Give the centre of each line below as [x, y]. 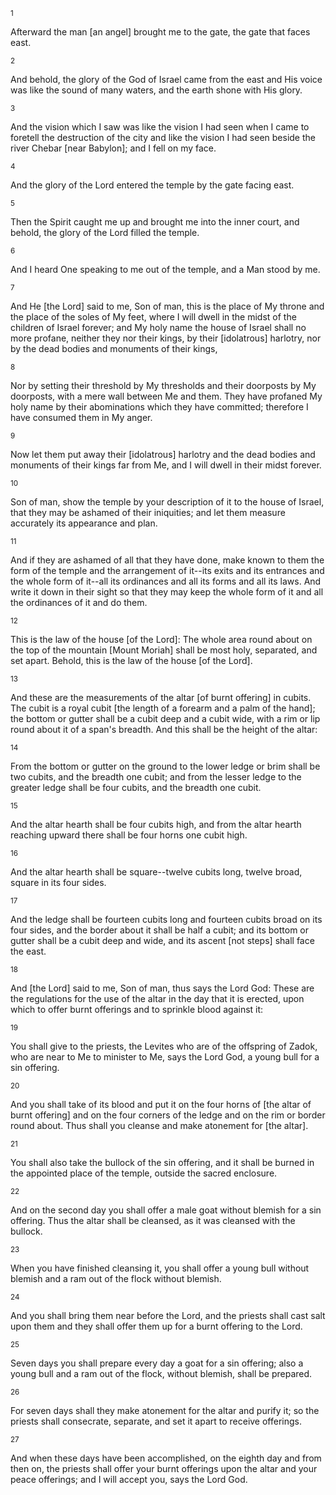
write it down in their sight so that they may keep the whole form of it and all [167, 592]
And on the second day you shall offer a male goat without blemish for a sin [166, 1210]
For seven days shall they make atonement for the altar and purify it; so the [165, 1410]
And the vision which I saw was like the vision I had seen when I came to [160, 127]
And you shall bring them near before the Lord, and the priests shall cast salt [168, 1315]
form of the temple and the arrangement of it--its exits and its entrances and [167, 570]
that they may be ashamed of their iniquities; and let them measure [148, 512]
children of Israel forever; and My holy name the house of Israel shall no [158, 327]
